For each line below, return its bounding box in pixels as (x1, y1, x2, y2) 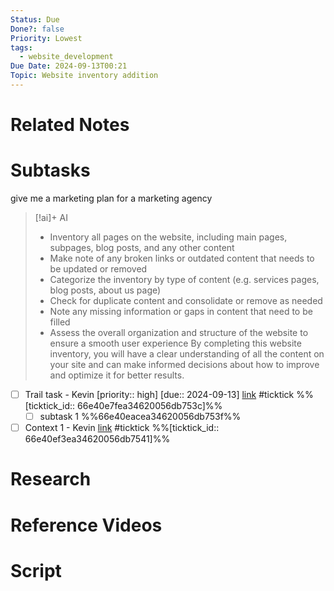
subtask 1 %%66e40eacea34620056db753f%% (39, 411, 242, 423)
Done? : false (10, 24, 65, 34)
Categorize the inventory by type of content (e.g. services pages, (49, 274, 320, 285)
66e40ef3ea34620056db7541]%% (24, 433, 171, 445)
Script (10, 559, 62, 582)
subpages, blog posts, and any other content (49, 242, 235, 253)
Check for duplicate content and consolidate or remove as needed (49, 295, 323, 306)
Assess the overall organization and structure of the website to (49, 327, 309, 338)
